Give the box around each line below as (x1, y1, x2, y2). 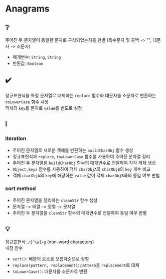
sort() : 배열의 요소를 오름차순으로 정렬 (12, 255, 89, 262)
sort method (5, 185, 36, 192)
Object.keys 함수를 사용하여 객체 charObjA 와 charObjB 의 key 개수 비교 (12, 166, 151, 172)
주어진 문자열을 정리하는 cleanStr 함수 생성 (12, 197, 98, 203)
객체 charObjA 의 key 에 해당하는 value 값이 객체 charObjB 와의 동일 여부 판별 (12, 172, 160, 178)
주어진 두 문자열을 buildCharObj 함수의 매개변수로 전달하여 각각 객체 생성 (12, 160, 156, 166)
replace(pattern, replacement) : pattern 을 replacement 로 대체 (12, 262, 139, 268)
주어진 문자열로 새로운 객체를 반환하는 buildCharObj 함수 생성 (12, 147, 133, 153)
